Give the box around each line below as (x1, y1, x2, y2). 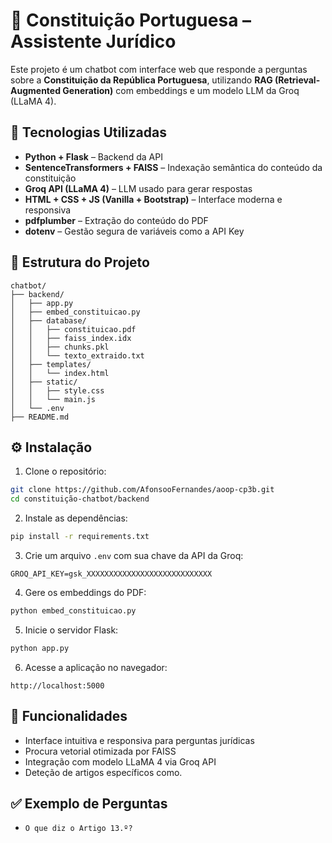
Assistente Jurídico (10, 30, 177, 53)
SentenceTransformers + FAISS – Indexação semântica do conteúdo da (24, 161, 323, 173)
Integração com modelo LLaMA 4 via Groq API (24, 755, 217, 768)
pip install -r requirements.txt (10, 532, 150, 542)
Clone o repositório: (24, 465, 107, 478)
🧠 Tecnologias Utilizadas (10, 124, 167, 141)
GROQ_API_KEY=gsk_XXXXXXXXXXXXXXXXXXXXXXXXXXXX (10, 569, 213, 579)
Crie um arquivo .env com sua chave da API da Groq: (24, 550, 244, 561)
